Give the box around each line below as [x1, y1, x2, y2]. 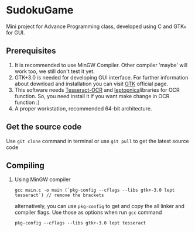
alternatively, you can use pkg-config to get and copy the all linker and [14, 203, 184, 210]
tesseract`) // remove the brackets [14, 192, 104, 199]
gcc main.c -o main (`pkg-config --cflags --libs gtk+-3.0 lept [14, 188, 175, 193]
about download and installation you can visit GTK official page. [14, 80, 169, 87]
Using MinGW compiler [14, 176, 71, 183]
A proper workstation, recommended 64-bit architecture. [14, 105, 152, 112]
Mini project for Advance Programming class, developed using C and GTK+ [6, 23, 187, 30]
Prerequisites [6, 46, 56, 56]
